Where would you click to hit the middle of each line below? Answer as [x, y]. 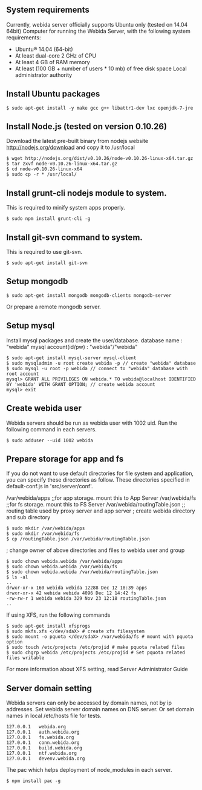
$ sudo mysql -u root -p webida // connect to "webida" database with [97, 368]
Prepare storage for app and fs [65, 459]
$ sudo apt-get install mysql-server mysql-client [71, 358]
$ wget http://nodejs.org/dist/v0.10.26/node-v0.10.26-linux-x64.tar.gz [100, 159]
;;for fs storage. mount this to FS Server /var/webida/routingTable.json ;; [96, 505]
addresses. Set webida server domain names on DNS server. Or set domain [100, 709]
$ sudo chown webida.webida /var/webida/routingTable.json [82, 572]
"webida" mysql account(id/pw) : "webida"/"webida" [72, 347]
